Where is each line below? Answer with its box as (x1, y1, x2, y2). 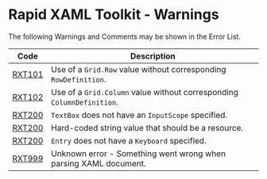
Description (130, 50, 176, 61)
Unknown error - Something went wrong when (51, 148, 226, 159)
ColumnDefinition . (51, 97, 119, 108)
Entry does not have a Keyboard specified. (51, 135, 207, 146)
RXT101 (12, 69, 44, 80)
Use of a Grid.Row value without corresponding (51, 63, 226, 74)
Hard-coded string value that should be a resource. (51, 122, 244, 133)
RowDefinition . (51, 74, 106, 85)
